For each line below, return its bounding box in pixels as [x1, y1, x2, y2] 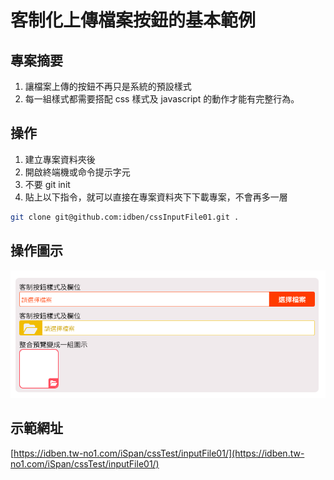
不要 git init [24, 178, 71, 190]
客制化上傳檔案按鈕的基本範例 [10, 9, 257, 32]
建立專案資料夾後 [24, 153, 96, 165]
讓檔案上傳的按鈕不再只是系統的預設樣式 [24, 81, 192, 92]
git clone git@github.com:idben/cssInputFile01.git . [10, 212, 240, 222]
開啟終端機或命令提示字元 [24, 166, 131, 178]
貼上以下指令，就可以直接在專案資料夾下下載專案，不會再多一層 [24, 191, 288, 203]
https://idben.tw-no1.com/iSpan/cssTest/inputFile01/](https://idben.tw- [13, 447, 305, 459]
